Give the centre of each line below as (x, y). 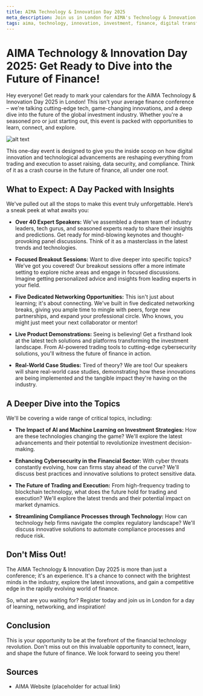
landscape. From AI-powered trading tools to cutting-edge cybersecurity (105, 347)
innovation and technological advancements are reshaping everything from (100, 157)
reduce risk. (30, 535)
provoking (27, 241)
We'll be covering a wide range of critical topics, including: (79, 418)
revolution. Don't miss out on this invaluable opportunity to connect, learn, (98, 646)
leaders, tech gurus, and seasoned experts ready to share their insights (104, 229)
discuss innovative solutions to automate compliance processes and (100, 529)
